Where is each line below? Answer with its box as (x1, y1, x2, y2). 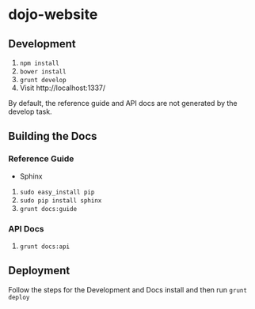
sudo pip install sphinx (19, 196, 102, 205)
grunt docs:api (19, 243, 70, 251)
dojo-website (8, 6, 98, 24)
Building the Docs (8, 130, 97, 143)
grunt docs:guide (19, 205, 78, 213)
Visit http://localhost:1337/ (19, 83, 106, 92)
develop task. (8, 107, 53, 116)
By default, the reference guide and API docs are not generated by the (8, 99, 238, 107)
